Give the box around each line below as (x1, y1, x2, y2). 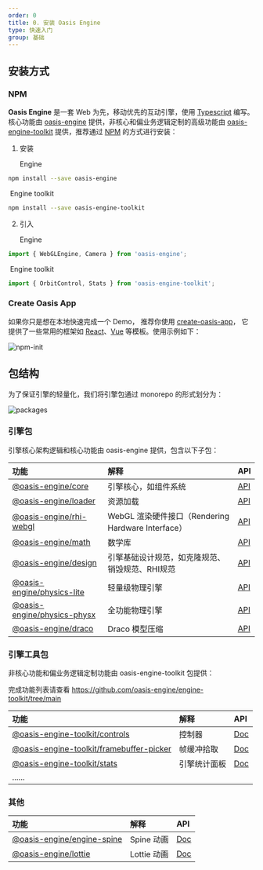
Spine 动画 (129, 834, 169, 845)
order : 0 (8, 11, 37, 20)
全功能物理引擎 (107, 605, 163, 616)
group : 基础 (8, 33, 45, 42)
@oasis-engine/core (12, 481, 89, 492)
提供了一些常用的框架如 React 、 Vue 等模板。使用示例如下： (8, 327, 201, 336)
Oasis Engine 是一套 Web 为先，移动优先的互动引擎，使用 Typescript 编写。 (8, 107, 254, 116)
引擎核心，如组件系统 (107, 481, 186, 492)
